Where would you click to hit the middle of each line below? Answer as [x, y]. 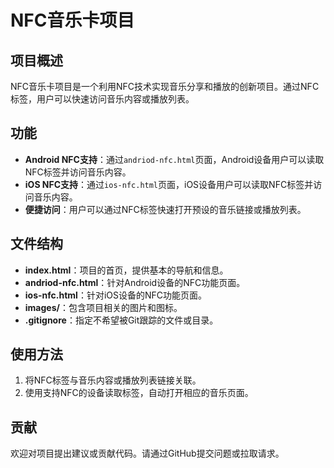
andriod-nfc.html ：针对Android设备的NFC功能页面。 [135, 282]
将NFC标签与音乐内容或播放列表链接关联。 [113, 380]
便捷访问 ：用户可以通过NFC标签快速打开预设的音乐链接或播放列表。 [165, 209]
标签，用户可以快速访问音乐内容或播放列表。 [102, 99]
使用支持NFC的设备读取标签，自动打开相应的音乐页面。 [139, 393]
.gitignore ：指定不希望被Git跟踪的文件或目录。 [121, 320]
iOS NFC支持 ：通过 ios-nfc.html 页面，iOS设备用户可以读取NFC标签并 [169, 184]
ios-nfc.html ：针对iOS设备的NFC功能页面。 [116, 295]
